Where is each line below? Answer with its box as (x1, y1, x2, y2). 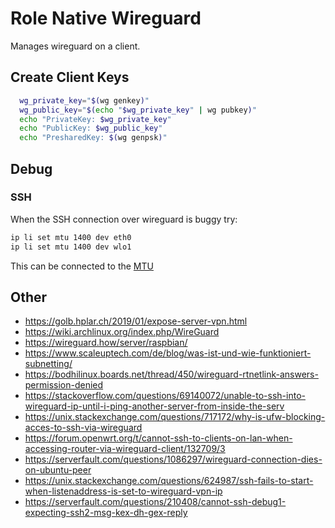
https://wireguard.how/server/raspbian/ (24, 337, 188, 349)
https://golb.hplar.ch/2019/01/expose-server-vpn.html (24, 315, 248, 327)
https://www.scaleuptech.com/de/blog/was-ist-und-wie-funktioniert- (24, 347, 312, 359)
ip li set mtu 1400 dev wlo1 (10, 242, 132, 252)
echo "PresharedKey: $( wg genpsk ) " (19, 133, 168, 143)
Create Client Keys (10, 69, 130, 86)
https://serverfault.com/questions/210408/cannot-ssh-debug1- (24, 496, 287, 508)
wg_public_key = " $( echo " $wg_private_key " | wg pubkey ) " (19, 105, 257, 115)
